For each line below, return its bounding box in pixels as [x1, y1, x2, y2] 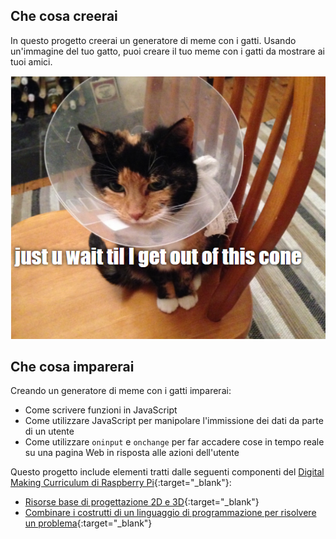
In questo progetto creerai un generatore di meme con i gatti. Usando [10, 34, 297, 46]
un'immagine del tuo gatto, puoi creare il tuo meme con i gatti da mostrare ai [10, 45, 325, 57]
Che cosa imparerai [10, 359, 135, 376]
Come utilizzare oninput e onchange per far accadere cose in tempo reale [24, 436, 325, 448]
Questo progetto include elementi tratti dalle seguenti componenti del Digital [10, 466, 325, 478]
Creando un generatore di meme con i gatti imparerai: [10, 385, 232, 397]
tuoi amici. [10, 55, 53, 68]
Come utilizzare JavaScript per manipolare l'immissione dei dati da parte [24, 415, 324, 427]
